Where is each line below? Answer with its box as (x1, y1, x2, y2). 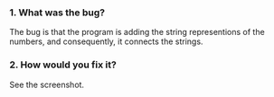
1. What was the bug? (9, 6, 106, 19)
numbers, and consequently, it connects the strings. (9, 36, 203, 47)
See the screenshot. (9, 79, 84, 90)
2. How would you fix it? (9, 58, 118, 71)
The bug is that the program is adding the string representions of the (9, 27, 265, 38)
